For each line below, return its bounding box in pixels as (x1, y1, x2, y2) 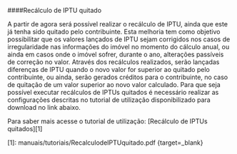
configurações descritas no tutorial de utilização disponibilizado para (7, 96, 211, 104)
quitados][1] (7, 125, 43, 133)
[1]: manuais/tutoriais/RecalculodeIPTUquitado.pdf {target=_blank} (7, 138, 203, 147)
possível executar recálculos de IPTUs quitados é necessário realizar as (7, 88, 219, 96)
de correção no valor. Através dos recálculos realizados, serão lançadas (7, 58, 220, 66)
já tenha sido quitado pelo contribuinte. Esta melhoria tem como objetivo (7, 28, 221, 36)
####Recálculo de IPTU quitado (7, 6, 102, 14)
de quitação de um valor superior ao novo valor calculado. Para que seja (7, 81, 221, 88)
